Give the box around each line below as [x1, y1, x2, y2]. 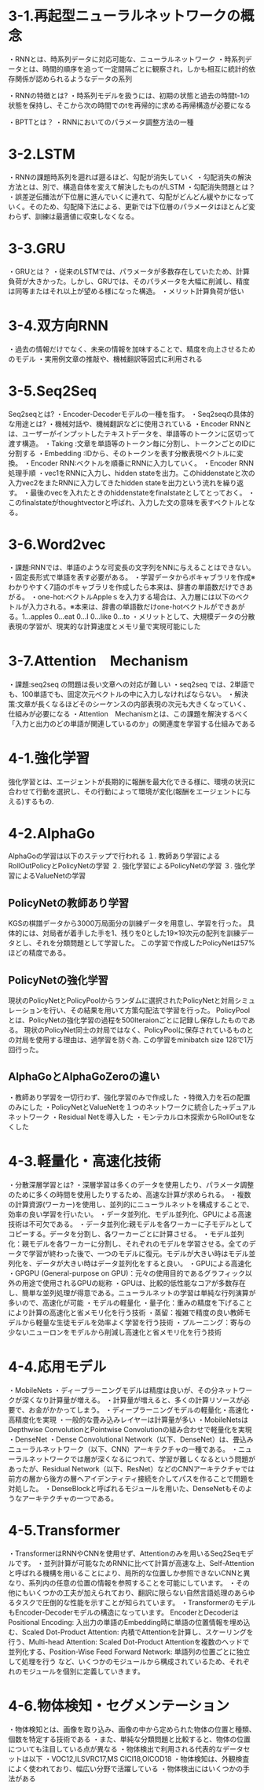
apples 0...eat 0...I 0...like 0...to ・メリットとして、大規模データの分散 [30, 611, 255, 621]
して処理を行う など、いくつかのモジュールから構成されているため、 [8, 1656, 229, 1666]
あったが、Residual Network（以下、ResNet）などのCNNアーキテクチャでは [8, 1464, 255, 1473]
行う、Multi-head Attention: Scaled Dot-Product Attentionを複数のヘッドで [8, 1637, 250, 1646]
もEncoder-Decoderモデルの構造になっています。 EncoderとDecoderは [8, 1608, 240, 1617]
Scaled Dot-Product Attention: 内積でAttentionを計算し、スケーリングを [21, 1627, 254, 1637]
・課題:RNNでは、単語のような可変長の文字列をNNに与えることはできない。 [8, 562, 255, 572]
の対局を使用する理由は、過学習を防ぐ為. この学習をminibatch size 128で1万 [8, 1035, 254, 1044]
